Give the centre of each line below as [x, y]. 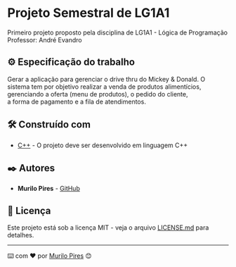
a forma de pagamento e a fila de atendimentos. [77, 101]
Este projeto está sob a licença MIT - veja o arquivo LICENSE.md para [108, 228]
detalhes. [21, 235]
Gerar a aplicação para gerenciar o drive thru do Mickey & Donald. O [106, 79]
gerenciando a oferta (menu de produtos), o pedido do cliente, [98, 94]
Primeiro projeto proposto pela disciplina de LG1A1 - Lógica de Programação [118, 32]
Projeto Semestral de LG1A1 [88, 13]
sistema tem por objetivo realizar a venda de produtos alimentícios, [104, 87]
